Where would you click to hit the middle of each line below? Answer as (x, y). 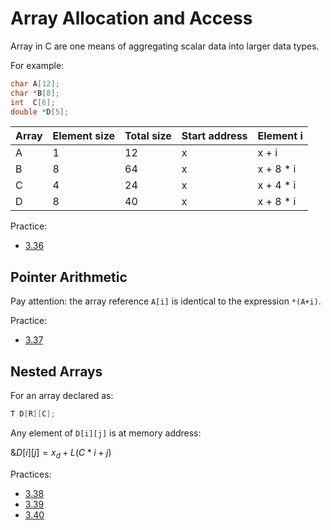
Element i (280, 136)
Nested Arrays (56, 371)
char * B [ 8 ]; (35, 93)
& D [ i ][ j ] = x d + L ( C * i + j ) (61, 453)
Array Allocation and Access (131, 18)
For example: (37, 65)
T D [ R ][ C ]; (33, 414)
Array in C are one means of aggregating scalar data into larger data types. (165, 46)
